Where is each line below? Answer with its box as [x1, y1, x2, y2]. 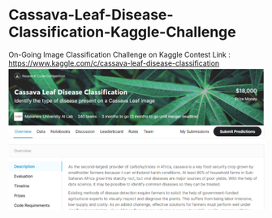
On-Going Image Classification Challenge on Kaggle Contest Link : [8, 49, 231, 59]
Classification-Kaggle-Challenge [8, 23, 237, 41]
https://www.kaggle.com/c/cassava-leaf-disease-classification [8, 58, 220, 68]
